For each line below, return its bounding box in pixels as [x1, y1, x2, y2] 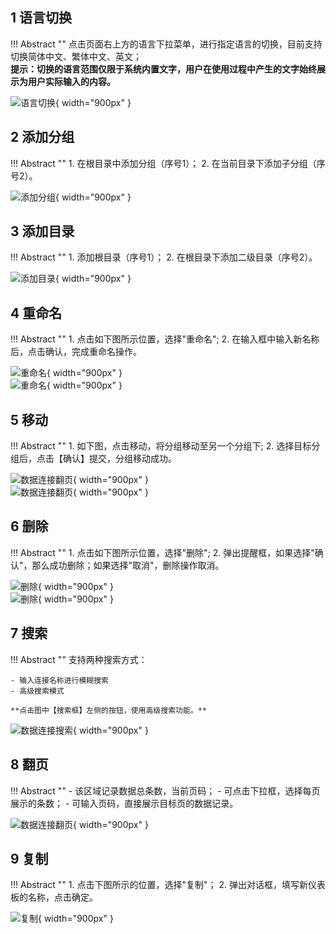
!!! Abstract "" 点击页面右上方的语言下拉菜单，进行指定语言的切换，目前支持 [10, 38, 323, 50]
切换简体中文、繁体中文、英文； [10, 50, 142, 62]
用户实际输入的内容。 [27, 75, 116, 87]
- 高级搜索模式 [10, 686, 65, 696]
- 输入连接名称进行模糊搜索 [10, 675, 110, 685]
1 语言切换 [10, 9, 73, 27]
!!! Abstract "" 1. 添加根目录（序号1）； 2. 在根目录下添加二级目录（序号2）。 [10, 251, 318, 263]
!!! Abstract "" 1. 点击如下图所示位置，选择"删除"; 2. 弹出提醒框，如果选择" [10, 546, 315, 558]
